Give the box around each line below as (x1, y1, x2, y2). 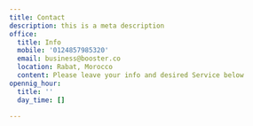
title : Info (17, 37, 62, 47)
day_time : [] (17, 95, 66, 105)
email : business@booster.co (17, 54, 122, 63)
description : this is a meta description (9, 21, 165, 30)
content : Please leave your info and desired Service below (17, 71, 244, 80)
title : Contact (9, 12, 66, 22)
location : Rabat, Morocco (17, 63, 114, 72)
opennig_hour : (9, 79, 62, 88)
